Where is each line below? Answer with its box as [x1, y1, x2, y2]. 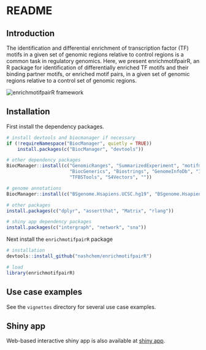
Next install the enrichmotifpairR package [6, 235, 113, 243]
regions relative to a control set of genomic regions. [6, 77, 137, 84]
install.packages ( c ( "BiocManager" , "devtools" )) [17, 146, 144, 152]
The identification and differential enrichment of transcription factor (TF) [6, 44, 189, 51]
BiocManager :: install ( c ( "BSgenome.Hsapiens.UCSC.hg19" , [6, 191, 152, 197]
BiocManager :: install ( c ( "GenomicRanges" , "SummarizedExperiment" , [6, 163, 180, 169]
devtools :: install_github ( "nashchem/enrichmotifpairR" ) [6, 253, 152, 259]
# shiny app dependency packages [6, 219, 92, 225]
